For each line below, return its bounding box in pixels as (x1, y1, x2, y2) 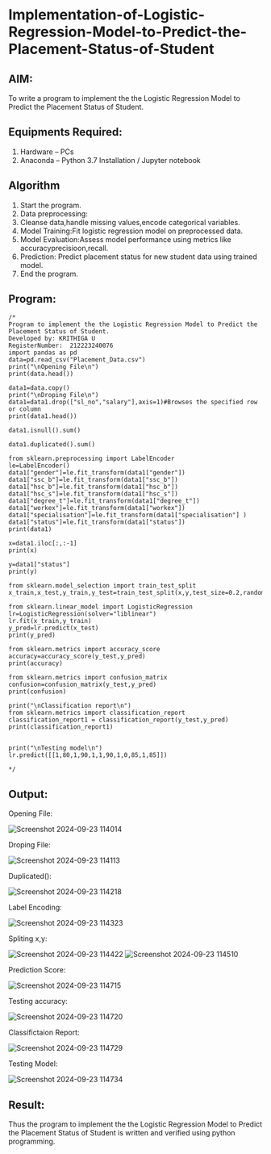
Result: (8, 1098, 45, 1111)
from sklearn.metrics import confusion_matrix (8, 674, 168, 682)
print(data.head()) (8, 370, 74, 378)
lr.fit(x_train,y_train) (8, 617, 92, 625)
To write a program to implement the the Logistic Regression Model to (8, 94, 240, 102)
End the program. (19, 269, 78, 278)
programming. (8, 1136, 56, 1147)
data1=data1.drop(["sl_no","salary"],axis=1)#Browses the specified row (8, 398, 258, 407)
